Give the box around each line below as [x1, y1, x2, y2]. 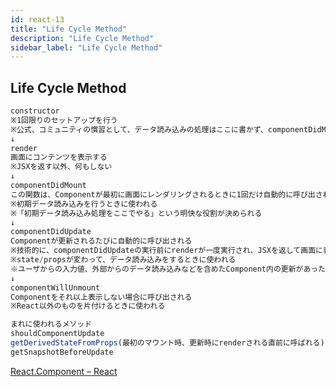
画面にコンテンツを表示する [10, 152, 108, 163]
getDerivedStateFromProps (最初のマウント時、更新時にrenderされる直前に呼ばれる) [10, 338, 325, 348]
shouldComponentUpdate [10, 329, 105, 339]
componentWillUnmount [10, 282, 101, 293]
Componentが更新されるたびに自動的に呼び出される [10, 236, 193, 246]
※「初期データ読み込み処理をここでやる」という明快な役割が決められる [10, 208, 263, 218]
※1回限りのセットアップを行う [10, 115, 118, 125]
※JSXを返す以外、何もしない [10, 162, 113, 172]
